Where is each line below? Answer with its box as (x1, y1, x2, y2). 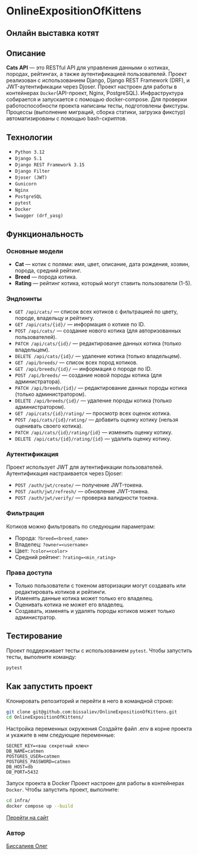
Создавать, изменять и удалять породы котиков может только (14, 607, 175, 615)
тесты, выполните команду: (6, 653, 76, 660)
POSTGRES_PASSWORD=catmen (6, 759, 70, 765)
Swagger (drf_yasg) (14, 213, 64, 219)
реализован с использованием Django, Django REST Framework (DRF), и (6, 77, 190, 84)
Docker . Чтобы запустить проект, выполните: (6, 786, 119, 793)
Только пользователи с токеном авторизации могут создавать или (14, 582, 186, 590)
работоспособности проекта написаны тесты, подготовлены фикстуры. (6, 102, 190, 109)
